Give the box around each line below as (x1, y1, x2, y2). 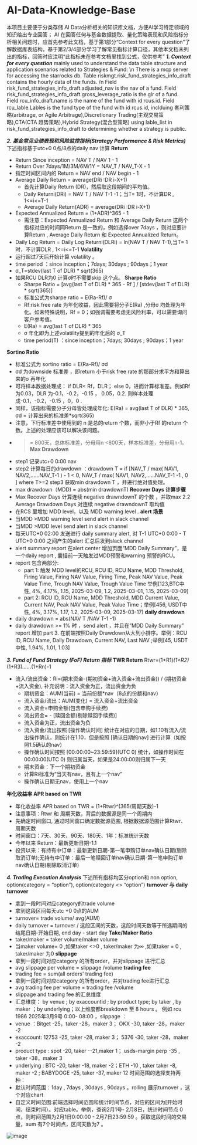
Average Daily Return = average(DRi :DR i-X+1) (15, 176, 127, 183)
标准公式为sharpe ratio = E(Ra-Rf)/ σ (23, 294, 112, 301)
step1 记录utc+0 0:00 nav (15, 458, 77, 465)
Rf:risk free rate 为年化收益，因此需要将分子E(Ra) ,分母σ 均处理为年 (23, 301, 186, 308)
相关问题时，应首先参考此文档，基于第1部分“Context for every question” (11, 38, 185, 45)
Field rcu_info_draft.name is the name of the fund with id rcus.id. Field (6, 97, 175, 104)
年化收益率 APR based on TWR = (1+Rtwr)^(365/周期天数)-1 (15, 802, 158, 809)
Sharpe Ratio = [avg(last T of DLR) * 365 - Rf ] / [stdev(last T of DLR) (23, 280, 190, 287)
